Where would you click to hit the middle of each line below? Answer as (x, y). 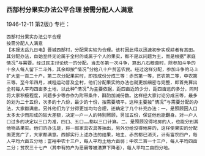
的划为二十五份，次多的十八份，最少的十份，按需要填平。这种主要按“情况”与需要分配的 (100, 103)
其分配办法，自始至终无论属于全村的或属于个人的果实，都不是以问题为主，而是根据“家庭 (101, 57)
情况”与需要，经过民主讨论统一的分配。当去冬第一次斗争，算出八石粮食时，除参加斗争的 (101, 63)
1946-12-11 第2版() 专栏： (39, 24)
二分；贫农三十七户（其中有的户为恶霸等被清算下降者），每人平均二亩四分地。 (90, 148)
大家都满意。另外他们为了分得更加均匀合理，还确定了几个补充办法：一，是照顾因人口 (106, 109)
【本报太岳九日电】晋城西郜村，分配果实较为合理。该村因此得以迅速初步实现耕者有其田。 (102, 50)
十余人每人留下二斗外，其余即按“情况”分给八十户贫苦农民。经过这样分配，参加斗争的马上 (102, 70)
